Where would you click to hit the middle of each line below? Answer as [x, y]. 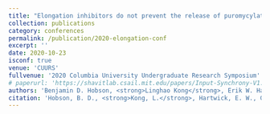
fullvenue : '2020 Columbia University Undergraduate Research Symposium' [135, 75]
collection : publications [51, 23]
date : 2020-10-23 [37, 53]
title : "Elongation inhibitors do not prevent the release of [115, 16]
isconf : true [30, 61]
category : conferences [46, 31]
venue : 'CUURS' [34, 68]
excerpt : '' [28, 46]
